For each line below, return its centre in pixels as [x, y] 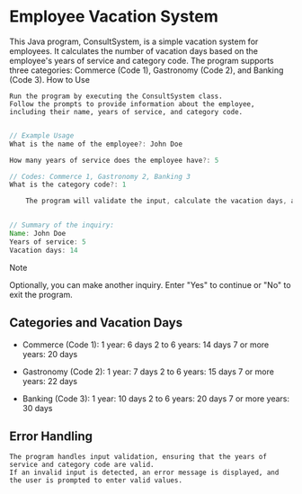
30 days [37, 408]
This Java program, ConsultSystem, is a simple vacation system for [134, 41]
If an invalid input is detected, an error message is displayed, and [144, 473]
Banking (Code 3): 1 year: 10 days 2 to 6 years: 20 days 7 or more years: [156, 399]
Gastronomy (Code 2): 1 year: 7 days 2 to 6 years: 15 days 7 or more [148, 372]
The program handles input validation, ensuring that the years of [138, 457]
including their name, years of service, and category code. [126, 112]
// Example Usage [42, 135]
